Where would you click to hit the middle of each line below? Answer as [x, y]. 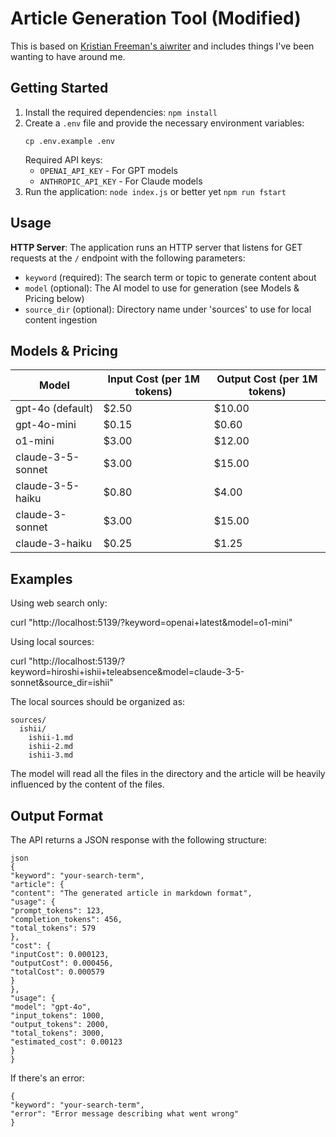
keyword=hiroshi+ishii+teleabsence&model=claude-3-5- [127, 672]
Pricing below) [54, 298]
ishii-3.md [51, 755]
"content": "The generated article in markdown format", [131, 893]
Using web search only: [59, 603]
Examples [41, 578]
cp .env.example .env [69, 141]
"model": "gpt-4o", [51, 1007]
